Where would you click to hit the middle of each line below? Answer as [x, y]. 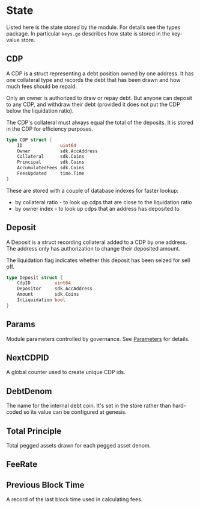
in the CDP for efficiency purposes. [50, 129]
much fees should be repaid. [41, 86]
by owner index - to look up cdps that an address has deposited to [97, 208]
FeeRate [22, 464]
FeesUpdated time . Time [51, 173]
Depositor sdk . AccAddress [55, 289]
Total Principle [34, 431]
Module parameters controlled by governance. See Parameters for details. [98, 339]
